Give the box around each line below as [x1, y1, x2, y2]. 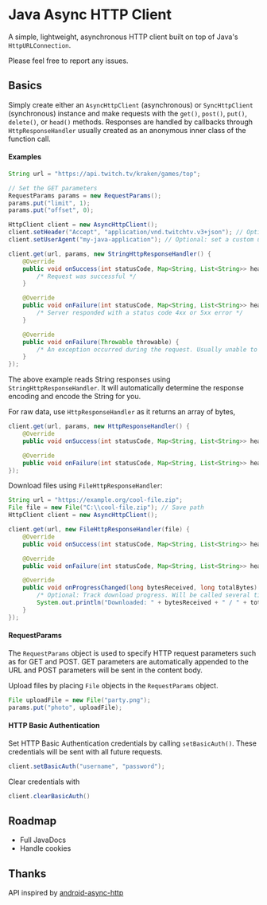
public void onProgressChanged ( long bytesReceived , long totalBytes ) [22, 584, 258, 592]
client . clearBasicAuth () [8, 792, 91, 800]
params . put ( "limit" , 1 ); [8, 199, 91, 207]
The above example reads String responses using [8, 374, 171, 384]
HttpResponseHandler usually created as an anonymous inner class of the [8, 125, 246, 135]
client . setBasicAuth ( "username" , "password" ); [8, 762, 165, 770]
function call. [8, 134, 52, 143]
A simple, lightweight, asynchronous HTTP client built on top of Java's [8, 32, 238, 41]
